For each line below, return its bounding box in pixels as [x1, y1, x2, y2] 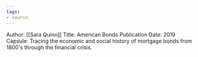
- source [6, 14, 28, 20]
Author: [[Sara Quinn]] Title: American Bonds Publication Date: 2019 [6, 31, 176, 38]
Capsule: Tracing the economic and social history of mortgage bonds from [6, 37, 193, 44]
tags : [6, 8, 20, 15]
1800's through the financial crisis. [6, 43, 93, 51]
